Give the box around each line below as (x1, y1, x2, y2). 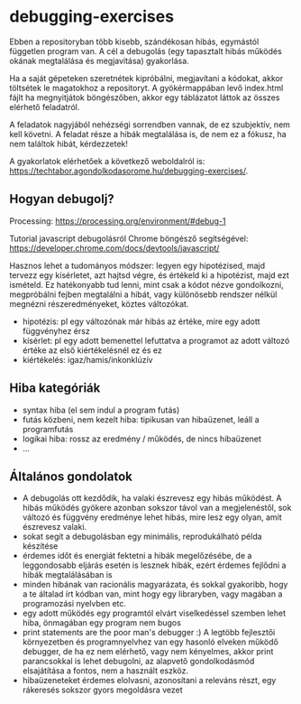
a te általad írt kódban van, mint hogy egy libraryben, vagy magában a (22, 588, 283, 599)
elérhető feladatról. (9, 101, 80, 112)
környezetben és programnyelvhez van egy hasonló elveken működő (22, 636, 279, 647)
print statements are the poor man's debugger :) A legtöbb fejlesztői (22, 627, 276, 638)
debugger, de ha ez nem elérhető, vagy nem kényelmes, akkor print (22, 646, 274, 657)
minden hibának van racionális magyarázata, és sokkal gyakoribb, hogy (22, 579, 288, 590)
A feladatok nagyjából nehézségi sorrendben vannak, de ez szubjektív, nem (9, 119, 291, 130)
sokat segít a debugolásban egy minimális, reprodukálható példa (22, 531, 263, 542)
